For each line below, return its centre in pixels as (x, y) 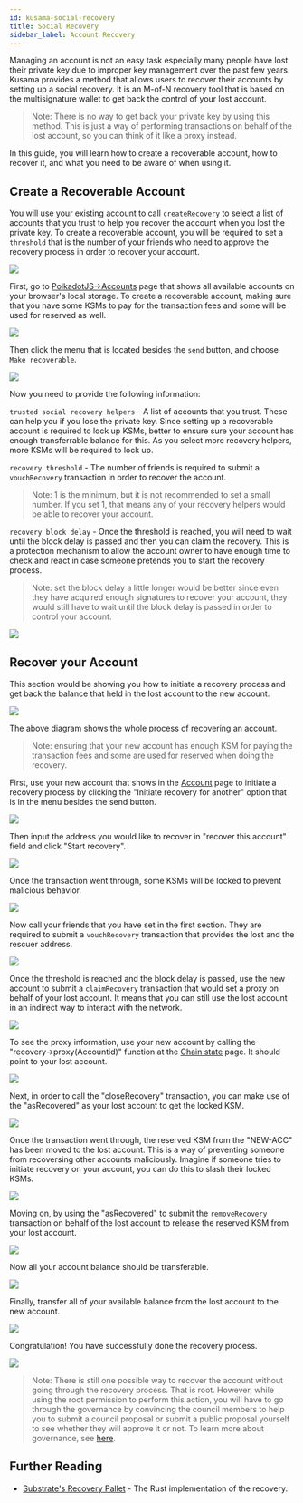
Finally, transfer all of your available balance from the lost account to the (144, 1301)
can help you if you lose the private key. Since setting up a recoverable (142, 422)
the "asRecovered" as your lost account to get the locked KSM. (127, 1105)
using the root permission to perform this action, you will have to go (157, 1400)
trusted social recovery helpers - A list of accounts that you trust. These (148, 412)
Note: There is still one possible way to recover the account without (157, 1380)
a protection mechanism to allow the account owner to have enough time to (150, 551)
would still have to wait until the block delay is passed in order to (152, 607)
